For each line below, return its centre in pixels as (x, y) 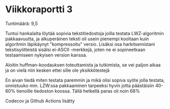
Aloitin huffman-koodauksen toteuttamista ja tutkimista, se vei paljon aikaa (83, 65)
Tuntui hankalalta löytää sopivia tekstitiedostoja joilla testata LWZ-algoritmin (84, 33)
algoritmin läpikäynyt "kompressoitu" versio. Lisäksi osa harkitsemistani (80, 44)
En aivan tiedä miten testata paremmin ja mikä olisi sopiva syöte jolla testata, (85, 80)
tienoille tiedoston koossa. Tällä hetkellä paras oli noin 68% (78, 91)
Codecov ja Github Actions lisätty (40, 101)
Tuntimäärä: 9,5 (22, 23)
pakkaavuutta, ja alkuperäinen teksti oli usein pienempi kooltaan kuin (77, 39)
